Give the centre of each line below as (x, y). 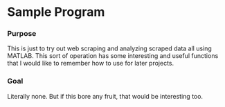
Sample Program (56, 12)
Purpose (22, 34)
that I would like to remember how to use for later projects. (91, 64)
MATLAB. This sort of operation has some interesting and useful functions (113, 56)
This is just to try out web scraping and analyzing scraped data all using (110, 48)
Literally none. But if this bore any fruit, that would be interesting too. (105, 96)
